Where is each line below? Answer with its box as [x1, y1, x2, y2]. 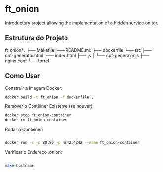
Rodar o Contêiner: [5, 127, 43, 133]
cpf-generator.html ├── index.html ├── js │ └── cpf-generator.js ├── [5, 52, 150, 58]
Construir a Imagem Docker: [5, 85, 63, 91]
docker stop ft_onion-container [5, 113, 71, 118]
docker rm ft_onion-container [5, 117, 67, 123]
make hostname [5, 163, 34, 168]
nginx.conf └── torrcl [5, 58, 49, 64]
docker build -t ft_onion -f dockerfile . [5, 95, 94, 100]
